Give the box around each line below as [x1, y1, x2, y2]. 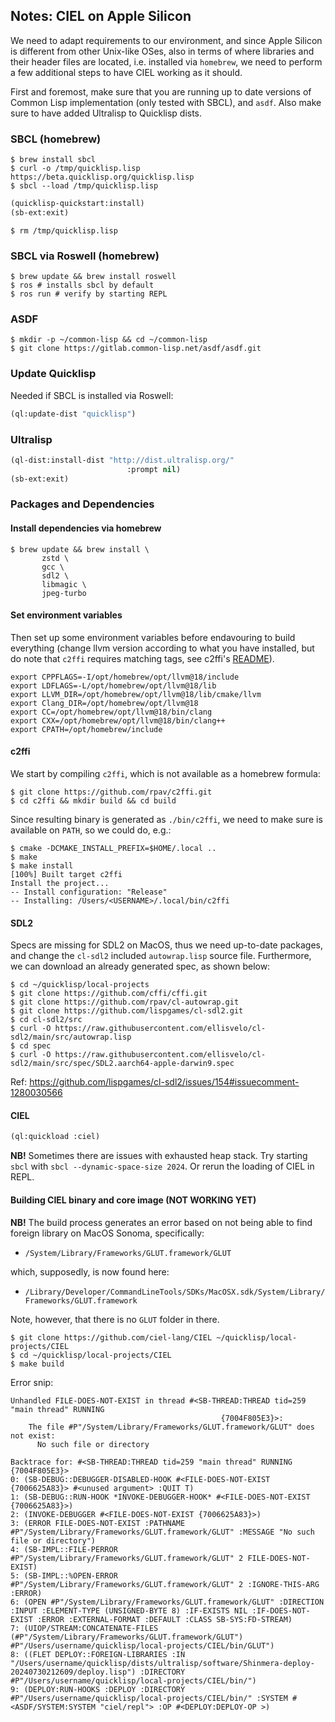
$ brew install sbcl [10, 155, 97, 165]
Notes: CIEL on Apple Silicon [10, 8, 192, 25]
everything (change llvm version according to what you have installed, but [10, 642, 315, 654]
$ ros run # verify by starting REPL [10, 289, 168, 299]
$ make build [10, 1359, 65, 1369]
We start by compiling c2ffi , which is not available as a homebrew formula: [10, 768, 321, 780]
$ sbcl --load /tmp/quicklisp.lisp [10, 181, 159, 191]
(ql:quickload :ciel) [10, 1132, 101, 1142]
